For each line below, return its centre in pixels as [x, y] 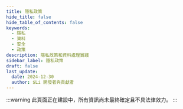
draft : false [22, 66]
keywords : [18, 28]
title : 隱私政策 [24, 11]
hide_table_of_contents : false [45, 22]
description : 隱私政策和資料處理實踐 [48, 55]
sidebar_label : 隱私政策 [35, 60]
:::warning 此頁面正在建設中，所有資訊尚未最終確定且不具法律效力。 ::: [92, 100]
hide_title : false [29, 17]
